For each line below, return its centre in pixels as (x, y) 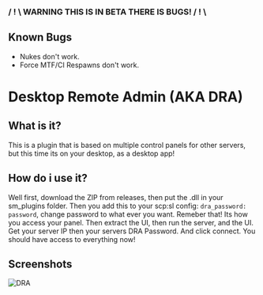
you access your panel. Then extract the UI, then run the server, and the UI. (131, 222)
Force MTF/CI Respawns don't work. (79, 65)
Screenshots (40, 264)
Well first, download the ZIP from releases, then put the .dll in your (116, 197)
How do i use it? (48, 178)
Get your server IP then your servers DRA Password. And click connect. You (132, 231)
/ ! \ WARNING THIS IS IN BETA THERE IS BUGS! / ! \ (107, 12)
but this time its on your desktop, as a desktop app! (92, 153)
